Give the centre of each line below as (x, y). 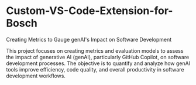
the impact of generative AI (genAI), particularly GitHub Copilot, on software (98, 57)
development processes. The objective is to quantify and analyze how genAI (98, 63)
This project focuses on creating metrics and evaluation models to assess (95, 50)
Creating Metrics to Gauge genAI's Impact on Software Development (89, 39)
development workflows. (36, 76)
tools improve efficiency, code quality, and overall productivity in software (95, 69)
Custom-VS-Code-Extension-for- (90, 11)
